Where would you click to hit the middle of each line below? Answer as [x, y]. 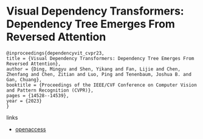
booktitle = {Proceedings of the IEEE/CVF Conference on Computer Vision [102, 85]
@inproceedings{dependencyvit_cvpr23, [55, 53]
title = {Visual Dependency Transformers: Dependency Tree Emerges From [100, 58]
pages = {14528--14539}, [38, 95]
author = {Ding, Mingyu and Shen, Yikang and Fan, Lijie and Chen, [94, 69]
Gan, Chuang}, [24, 80]
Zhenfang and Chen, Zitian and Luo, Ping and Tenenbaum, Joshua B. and [99, 74]
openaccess [30, 129]
